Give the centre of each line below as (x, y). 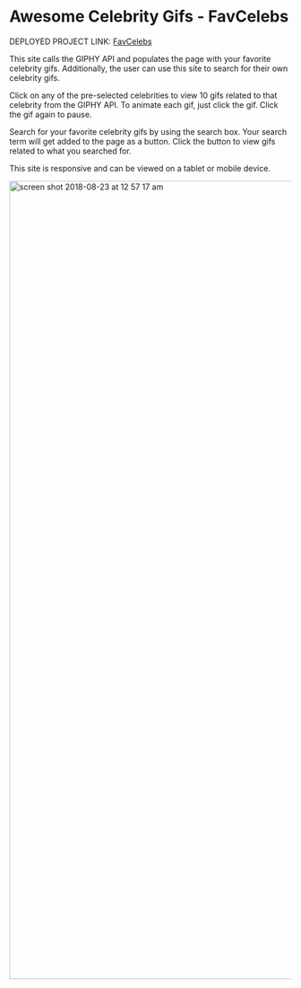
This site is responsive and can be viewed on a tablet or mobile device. (140, 168)
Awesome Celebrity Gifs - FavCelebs (149, 17)
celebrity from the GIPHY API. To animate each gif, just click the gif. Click (144, 104)
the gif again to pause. (51, 114)
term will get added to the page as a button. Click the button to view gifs (142, 141)
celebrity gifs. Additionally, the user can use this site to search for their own (149, 68)
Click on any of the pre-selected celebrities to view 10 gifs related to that (143, 95)
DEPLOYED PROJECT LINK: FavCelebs (81, 41)
